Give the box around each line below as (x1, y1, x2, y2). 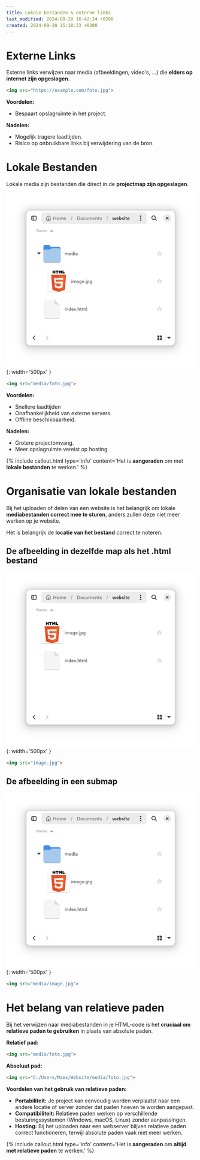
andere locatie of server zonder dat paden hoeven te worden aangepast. (14, 1103, 195, 1110)
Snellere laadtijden (14, 403, 61, 410)
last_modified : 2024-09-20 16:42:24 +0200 (6, 16, 114, 22)
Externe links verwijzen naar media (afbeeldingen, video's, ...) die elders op (6, 69, 193, 76)
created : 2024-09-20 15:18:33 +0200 (6, 22, 98, 28)
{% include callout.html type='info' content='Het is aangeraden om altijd (6, 1140, 187, 1147)
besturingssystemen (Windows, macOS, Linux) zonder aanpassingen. (14, 1116, 187, 1123)
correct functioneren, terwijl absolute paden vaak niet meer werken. (14, 1129, 183, 1136)
